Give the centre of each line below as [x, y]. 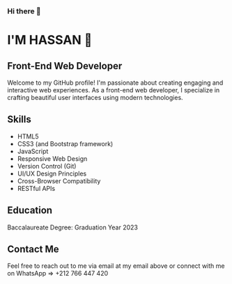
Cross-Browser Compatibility [59, 180]
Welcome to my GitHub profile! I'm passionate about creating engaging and [115, 83]
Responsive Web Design [52, 158]
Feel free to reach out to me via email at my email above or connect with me [116, 266]
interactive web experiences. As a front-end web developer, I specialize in [114, 90]
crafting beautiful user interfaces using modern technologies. [95, 97]
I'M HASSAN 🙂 [50, 40]
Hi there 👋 [24, 11]
